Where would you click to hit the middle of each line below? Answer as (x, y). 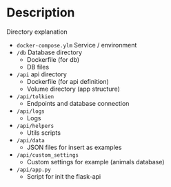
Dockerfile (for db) (53, 59)
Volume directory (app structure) (73, 89)
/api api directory (41, 74)
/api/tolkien (35, 97)
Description (41, 13)
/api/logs (31, 111)
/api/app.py (33, 170)
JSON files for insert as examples (74, 147)
